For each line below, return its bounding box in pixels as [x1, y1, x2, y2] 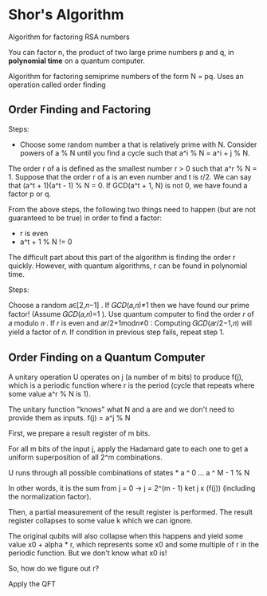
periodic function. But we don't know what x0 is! [8, 548, 167, 558]
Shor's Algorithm [8, 6, 124, 24]
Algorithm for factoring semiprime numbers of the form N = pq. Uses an [8, 71, 245, 81]
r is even [19, 228, 49, 238]
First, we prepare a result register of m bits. [8, 428, 151, 438]
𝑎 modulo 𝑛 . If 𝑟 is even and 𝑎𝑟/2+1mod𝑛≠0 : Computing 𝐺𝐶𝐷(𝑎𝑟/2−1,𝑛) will [8, 318, 253, 328]
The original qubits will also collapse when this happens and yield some [8, 531, 244, 540]
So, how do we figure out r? [8, 563, 100, 573]
